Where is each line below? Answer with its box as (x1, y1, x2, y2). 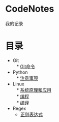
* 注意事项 (16, 75, 38, 81)
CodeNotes (5, 3, 54, 15)
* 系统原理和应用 (16, 87, 52, 93)
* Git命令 (16, 63, 35, 69)
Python (12, 69, 28, 75)
